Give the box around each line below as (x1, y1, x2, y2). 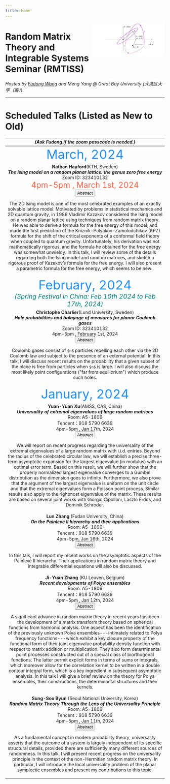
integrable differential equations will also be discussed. (27, 563, 143, 569)
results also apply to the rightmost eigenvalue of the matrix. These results (8, 491, 162, 497)
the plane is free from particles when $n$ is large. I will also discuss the (11, 364, 159, 370)
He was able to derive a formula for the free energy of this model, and (12, 222, 158, 228)
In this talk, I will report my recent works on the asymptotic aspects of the (9, 552, 161, 558)
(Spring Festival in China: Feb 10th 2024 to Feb (14, 292, 156, 300)
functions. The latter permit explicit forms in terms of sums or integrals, (11, 657, 159, 663)
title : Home (5, 8, 30, 13)
